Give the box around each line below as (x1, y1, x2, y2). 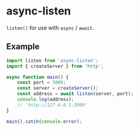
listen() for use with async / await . (6, 24, 94, 31)
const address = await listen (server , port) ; (17, 91, 134, 97)
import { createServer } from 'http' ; (6, 63, 104, 69)
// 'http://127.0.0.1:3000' (17, 102, 88, 108)
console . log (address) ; (17, 96, 74, 102)
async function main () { (6, 74, 69, 80)
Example (6, 42, 40, 52)
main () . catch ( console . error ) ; (6, 119, 83, 125)
